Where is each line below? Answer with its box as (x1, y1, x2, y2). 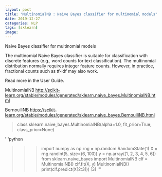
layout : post (5, 7, 32, 12)
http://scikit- (35, 87, 60, 93)
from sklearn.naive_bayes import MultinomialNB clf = (41, 156, 148, 161)
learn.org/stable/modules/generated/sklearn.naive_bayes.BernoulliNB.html (5, 112, 155, 118)
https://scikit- (30, 107, 57, 113)
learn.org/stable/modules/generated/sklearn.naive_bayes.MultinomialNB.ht (5, 92, 156, 98)
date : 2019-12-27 (5, 16, 40, 21)
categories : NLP (5, 20, 38, 26)
